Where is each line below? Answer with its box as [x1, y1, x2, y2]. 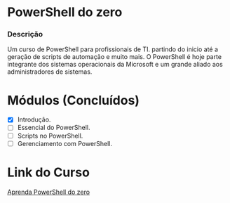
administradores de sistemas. [7, 67, 93, 76]
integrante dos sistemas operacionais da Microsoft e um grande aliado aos [7, 60, 223, 69]
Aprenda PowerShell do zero [7, 188, 90, 196]
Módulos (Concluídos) [7, 92, 140, 108]
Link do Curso [7, 164, 90, 180]
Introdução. [17, 115, 51, 124]
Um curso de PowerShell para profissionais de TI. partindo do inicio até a [7, 45, 219, 53]
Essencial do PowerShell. [17, 124, 90, 132]
